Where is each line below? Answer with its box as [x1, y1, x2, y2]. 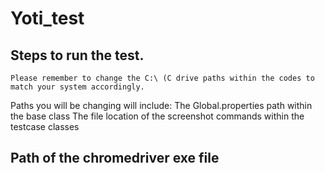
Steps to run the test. [10, 47, 145, 64]
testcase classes [10, 121, 80, 132]
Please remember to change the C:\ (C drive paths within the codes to [10, 73, 315, 83]
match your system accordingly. [10, 82, 145, 92]
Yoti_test [10, 7, 85, 30]
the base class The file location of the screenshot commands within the [10, 110, 305, 122]
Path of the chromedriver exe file [10, 150, 220, 167]
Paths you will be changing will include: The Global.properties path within [10, 100, 313, 111]
